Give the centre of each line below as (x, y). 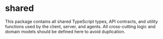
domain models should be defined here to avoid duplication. (65, 31)
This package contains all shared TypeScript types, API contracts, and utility (81, 21)
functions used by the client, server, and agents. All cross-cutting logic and (80, 26)
